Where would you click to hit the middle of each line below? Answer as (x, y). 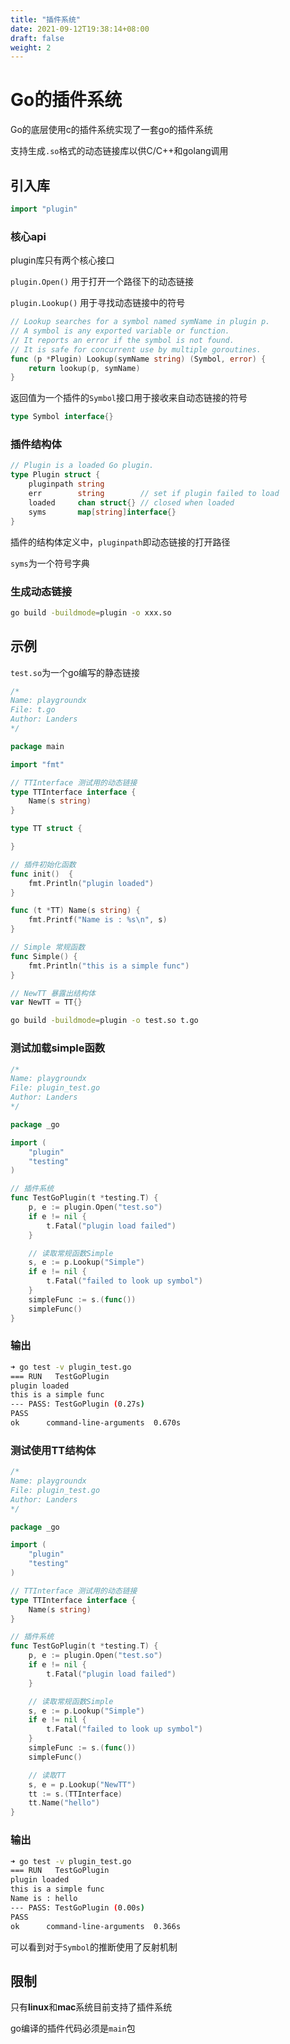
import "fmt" (37, 764)
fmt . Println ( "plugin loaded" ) (91, 883)
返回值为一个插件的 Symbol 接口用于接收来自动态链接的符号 (129, 398)
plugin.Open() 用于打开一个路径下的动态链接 (102, 282)
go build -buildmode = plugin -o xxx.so (91, 612)
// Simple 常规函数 (48, 947)
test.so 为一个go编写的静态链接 (75, 672)
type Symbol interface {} (62, 417)
